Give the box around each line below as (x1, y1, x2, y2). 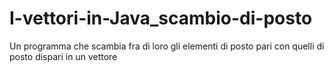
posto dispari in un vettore (9, 50, 118, 62)
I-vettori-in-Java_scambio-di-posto (9, 7, 313, 30)
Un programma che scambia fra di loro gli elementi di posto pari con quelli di (9, 40, 325, 52)
